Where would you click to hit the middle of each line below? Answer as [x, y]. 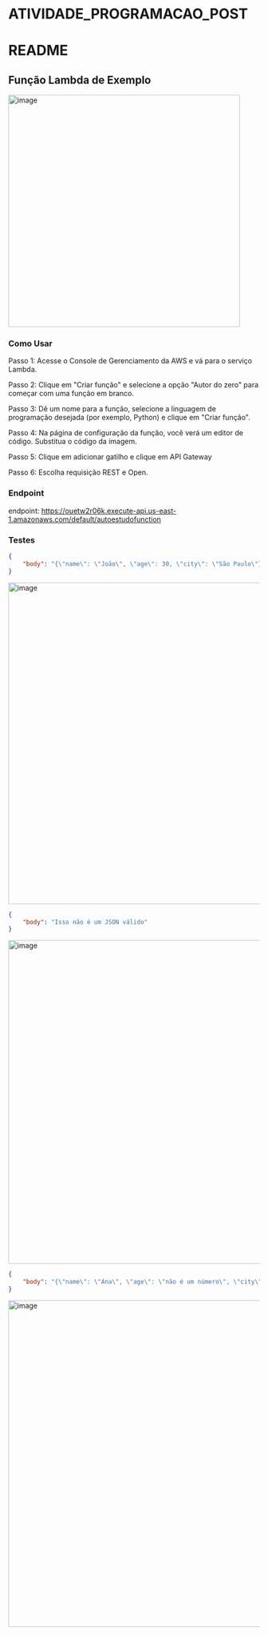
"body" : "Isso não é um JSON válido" [85, 922]
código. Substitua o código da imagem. [73, 442]
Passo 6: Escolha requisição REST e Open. [78, 472]
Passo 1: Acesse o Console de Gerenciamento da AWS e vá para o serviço [130, 361]
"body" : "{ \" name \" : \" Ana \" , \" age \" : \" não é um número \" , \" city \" [142, 1282]
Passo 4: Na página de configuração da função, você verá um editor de [126, 433]
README [38, 51]
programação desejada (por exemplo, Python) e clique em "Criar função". [130, 418]
